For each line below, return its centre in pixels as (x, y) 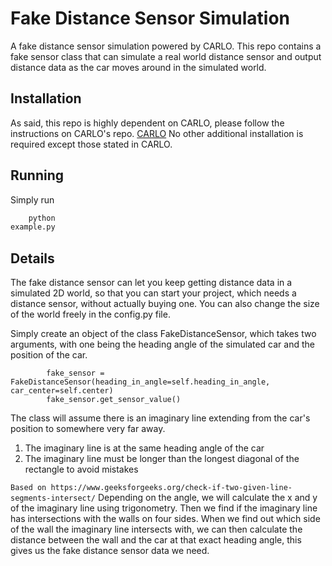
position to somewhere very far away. (88, 429)
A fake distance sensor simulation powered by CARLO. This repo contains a (166, 46)
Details (32, 258)
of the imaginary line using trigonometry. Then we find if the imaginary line (164, 508)
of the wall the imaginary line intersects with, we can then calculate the (156, 529)
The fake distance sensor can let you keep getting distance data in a (151, 283)
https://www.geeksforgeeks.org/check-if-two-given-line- (171, 488)
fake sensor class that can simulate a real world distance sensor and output (166, 56)
